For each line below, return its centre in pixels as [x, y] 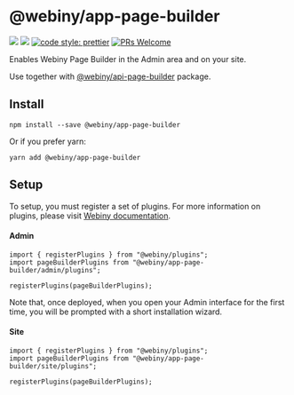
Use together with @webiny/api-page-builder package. [110, 76]
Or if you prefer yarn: [48, 141]
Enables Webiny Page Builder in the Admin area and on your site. [128, 59]
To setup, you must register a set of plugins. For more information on [135, 206]
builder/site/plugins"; [53, 366]
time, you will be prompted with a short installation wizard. [116, 312]
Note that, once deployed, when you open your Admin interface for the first [147, 302]
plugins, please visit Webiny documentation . [90, 216]
